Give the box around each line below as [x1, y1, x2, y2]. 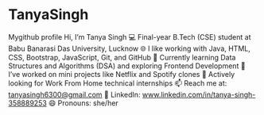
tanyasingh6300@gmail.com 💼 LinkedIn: [8, 90, 141, 99]
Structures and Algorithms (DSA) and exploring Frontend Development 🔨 [8, 61, 246, 71]
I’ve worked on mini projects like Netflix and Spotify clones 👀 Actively [8, 69, 235, 79]
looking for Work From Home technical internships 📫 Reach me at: [8, 78, 227, 88]
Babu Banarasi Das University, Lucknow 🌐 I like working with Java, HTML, [8, 44, 250, 53]
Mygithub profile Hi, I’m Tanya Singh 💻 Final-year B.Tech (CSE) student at [8, 32, 251, 41]
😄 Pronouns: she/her [49, 98, 119, 108]
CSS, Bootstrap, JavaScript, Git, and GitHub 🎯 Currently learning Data [8, 52, 236, 62]
